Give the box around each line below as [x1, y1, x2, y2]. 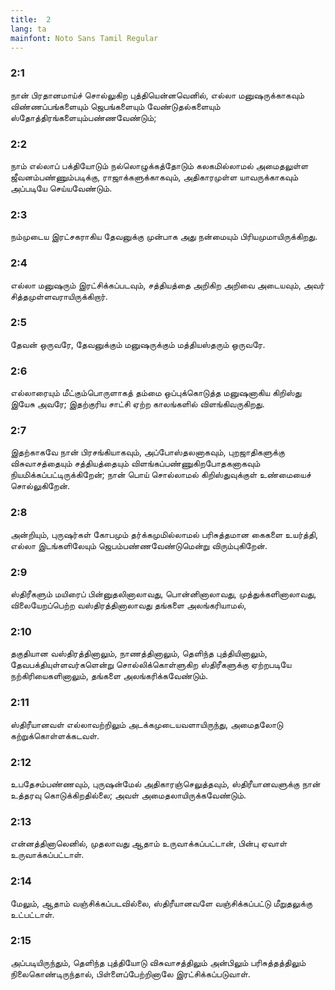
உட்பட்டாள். [10, 908, 55, 920]
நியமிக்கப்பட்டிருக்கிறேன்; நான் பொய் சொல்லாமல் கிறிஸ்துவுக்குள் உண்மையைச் [10, 469, 312, 481]
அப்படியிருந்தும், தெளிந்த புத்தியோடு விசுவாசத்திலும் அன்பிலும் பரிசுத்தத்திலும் [10, 956, 307, 968]
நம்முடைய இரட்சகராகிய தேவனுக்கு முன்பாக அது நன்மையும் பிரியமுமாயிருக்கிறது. [10, 231, 318, 243]
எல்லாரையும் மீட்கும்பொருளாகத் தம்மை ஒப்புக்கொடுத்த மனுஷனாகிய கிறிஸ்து [10, 387, 302, 399]
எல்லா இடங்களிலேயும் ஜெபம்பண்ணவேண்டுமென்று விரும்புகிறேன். [10, 539, 268, 551]
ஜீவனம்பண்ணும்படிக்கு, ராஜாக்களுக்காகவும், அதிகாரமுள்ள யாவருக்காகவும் [10, 171, 299, 183]
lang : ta [10, 24, 47, 34]
